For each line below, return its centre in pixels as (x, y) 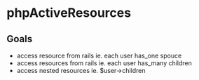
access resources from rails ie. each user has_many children (104, 63)
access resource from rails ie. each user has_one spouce (99, 55)
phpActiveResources (69, 13)
